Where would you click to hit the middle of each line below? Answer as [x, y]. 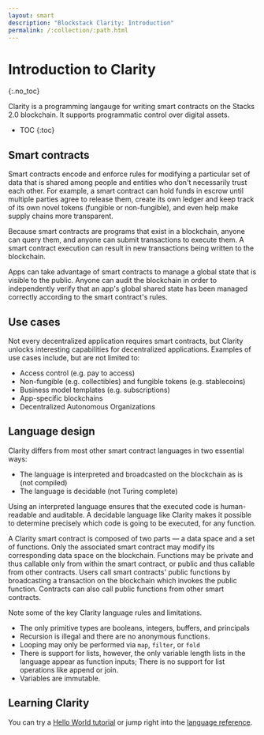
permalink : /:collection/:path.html [68, 30]
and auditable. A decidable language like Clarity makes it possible [145, 514]
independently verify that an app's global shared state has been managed [128, 288]
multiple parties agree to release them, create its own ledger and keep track [131, 199]
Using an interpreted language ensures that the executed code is [113, 506]
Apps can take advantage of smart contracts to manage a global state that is [132, 272]
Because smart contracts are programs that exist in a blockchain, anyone [127, 232]
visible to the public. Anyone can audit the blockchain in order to [113, 281]
